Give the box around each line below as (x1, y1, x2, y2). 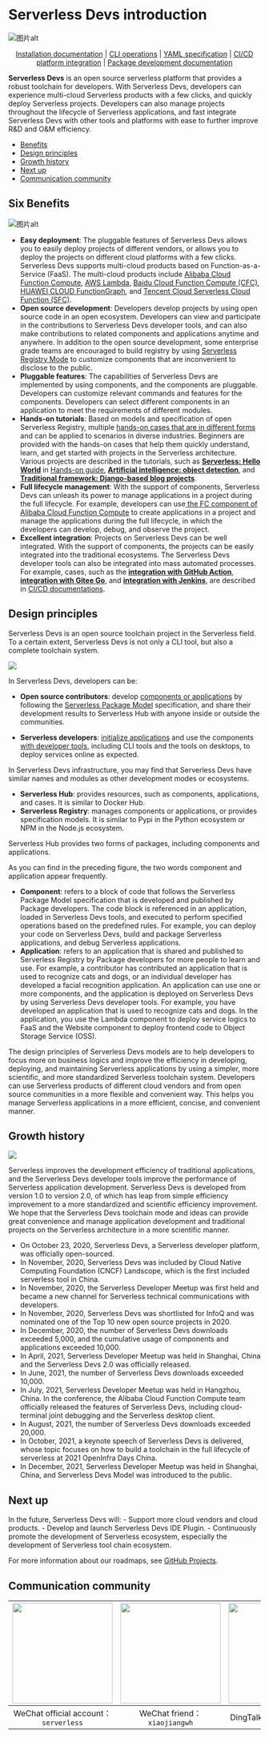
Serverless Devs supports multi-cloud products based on (19, 260, 210, 270)
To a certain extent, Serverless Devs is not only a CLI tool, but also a (8, 636, 234, 646)
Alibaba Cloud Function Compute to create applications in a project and (19, 507, 256, 517)
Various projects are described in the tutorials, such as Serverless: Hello (19, 456, 261, 466)
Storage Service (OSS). (19, 1031, 98, 1041)
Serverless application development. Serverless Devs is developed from (8, 1182, 247, 1192)
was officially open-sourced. (19, 1249, 114, 1258)
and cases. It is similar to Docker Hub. (19, 797, 146, 807)
